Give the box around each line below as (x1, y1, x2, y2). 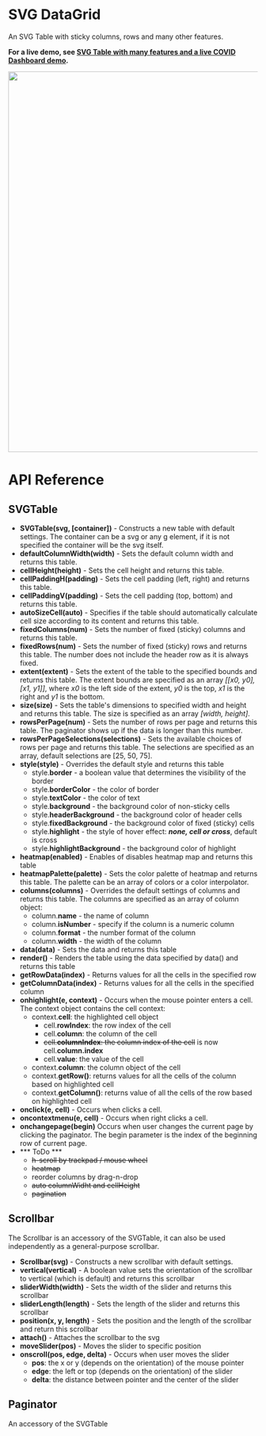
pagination (31, 1189, 66, 1198)
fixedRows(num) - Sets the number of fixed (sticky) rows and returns (19, 641, 248, 651)
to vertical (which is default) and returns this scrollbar (19, 1273, 196, 1283)
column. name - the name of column (31, 910, 150, 921)
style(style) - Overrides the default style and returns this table (19, 759, 224, 768)
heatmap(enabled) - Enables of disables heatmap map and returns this (19, 852, 253, 861)
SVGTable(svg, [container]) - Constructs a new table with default (19, 523, 235, 533)
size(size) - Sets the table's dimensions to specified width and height (19, 700, 247, 710)
